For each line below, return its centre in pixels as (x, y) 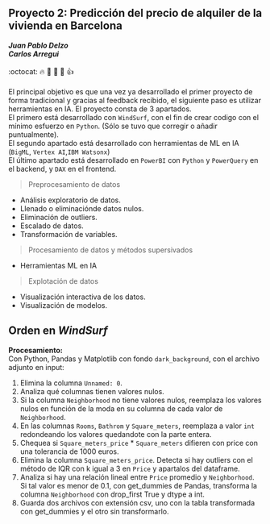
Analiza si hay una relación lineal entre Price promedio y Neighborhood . (137, 477)
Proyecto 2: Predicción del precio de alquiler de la (135, 13)
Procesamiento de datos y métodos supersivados (110, 250)
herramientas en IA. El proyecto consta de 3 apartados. (100, 109)
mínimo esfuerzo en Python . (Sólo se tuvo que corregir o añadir (113, 126)
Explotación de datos (63, 281)
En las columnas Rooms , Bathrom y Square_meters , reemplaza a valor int (137, 426)
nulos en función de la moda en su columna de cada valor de (121, 408)
